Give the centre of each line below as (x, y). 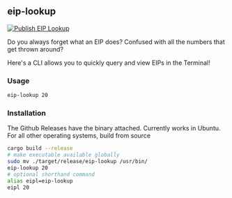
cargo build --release (40, 148)
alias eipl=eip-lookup (40, 181)
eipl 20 (18, 188)
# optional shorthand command (51, 174)
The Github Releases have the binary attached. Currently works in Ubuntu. (114, 128)
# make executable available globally (63, 155)
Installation (27, 113)
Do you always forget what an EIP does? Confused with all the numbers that (116, 42)
